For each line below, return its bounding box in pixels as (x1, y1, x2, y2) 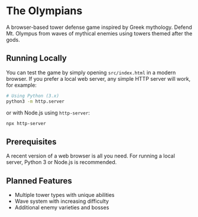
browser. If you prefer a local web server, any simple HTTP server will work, (6, 75, 191, 82)
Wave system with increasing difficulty (14, 198, 109, 205)
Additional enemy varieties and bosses (14, 204, 109, 211)
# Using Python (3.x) (6, 93, 60, 98)
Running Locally (6, 53, 67, 63)
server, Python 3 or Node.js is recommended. (6, 159, 117, 166)
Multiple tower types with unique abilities (14, 192, 115, 198)
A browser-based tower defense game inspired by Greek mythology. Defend (6, 24, 192, 31)
